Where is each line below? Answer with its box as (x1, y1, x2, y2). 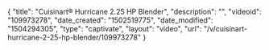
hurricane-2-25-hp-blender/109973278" (7, 32, 142, 42)
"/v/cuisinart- (203, 24, 247, 33)
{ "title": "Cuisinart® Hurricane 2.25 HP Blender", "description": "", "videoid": (7, 7, 263, 16)
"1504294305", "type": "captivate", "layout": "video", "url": (7, 24, 202, 33)
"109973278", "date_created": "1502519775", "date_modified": (7, 15, 213, 25)
